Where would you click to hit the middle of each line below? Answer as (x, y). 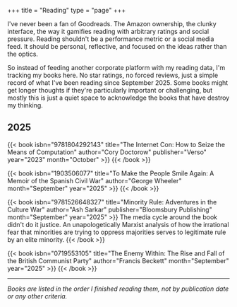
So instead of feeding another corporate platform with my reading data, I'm (116, 68)
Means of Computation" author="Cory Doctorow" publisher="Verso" (107, 152)
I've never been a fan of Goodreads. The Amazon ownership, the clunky (112, 24)
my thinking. (25, 105)
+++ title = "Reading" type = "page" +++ (67, 10)
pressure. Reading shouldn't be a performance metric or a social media (111, 39)
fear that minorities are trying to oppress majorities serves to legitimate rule (117, 232)
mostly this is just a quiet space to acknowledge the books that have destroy (119, 98)
